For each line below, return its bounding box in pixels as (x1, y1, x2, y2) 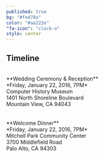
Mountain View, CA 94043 (6, 100, 71, 107)
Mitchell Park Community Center (6, 132, 87, 139)
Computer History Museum (6, 88, 73, 95)
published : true (6, 8, 47, 15)
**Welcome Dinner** (6, 119, 59, 126)
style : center (6, 31, 42, 37)
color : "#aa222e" (6, 20, 50, 26)
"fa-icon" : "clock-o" (6, 25, 60, 32)
